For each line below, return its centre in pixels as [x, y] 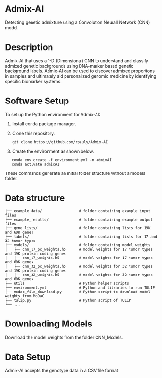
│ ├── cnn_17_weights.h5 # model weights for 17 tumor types [79, 258]
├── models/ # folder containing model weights [78, 245]
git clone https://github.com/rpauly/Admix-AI [60, 142]
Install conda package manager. [44, 124]
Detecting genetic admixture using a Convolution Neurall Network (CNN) [78, 22]
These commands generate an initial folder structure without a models [75, 173]
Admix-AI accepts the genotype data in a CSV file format [62, 370]
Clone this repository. [33, 133]
